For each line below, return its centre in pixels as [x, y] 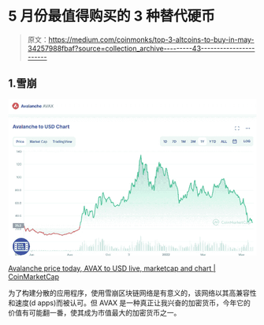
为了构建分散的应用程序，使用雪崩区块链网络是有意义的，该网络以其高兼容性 [132, 293]
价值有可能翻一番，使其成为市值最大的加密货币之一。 [95, 313]
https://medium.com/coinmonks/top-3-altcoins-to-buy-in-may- [151, 39]
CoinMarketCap [34, 277]
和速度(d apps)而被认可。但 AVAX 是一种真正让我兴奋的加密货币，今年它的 [129, 303]
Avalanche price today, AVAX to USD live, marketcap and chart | [112, 268]
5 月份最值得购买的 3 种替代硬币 [112, 16]
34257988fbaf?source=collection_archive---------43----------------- [141, 48]
